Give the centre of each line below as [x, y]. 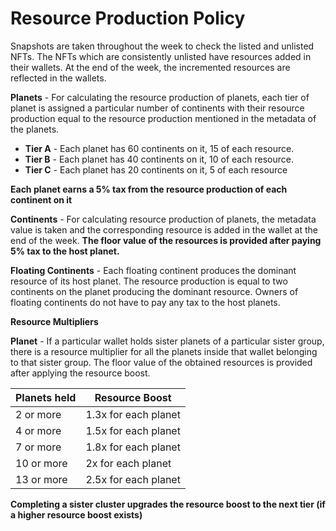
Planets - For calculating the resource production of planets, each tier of [160, 97]
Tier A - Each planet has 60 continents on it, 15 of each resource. [159, 148]
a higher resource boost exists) [76, 514]
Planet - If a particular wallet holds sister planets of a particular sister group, [167, 341]
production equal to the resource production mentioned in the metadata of [163, 118]
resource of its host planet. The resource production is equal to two [149, 281]
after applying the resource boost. [80, 373]
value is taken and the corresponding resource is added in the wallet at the [164, 229]
